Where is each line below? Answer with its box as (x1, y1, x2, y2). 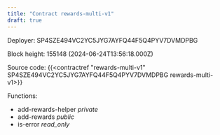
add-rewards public (17, 113, 75, 121)
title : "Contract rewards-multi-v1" (7, 10, 114, 17)
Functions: (7, 92, 38, 100)
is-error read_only (17, 120, 70, 128)
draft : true (7, 17, 42, 24)
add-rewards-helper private (17, 105, 98, 113)
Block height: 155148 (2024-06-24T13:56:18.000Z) (7, 50, 154, 58)
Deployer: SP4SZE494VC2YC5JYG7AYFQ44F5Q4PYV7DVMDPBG (7, 36, 198, 44)
